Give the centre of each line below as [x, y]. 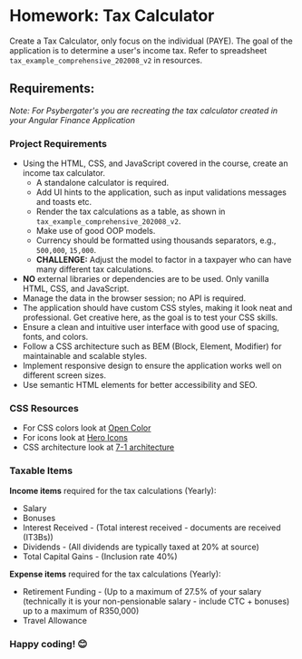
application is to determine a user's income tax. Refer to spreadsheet [138, 50]
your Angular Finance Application [73, 120]
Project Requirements [58, 143]
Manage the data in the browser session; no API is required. [134, 298]
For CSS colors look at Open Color [87, 428]
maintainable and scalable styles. [85, 356]
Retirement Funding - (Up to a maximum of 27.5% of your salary [142, 591]
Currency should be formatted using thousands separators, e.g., [156, 240]
